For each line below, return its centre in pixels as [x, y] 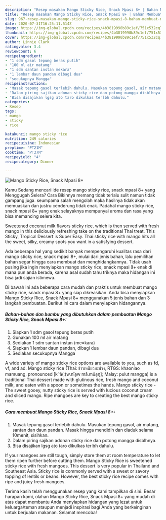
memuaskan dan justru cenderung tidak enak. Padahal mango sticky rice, [80, 205]
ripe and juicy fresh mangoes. [35, 481]
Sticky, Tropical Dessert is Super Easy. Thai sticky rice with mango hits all [80, 236]
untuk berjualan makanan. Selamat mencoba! [51, 512]
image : [12, 28]
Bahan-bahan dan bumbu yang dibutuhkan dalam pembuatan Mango [79, 314]
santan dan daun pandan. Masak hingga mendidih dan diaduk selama [83, 430]
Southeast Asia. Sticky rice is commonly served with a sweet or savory [77, 471]
